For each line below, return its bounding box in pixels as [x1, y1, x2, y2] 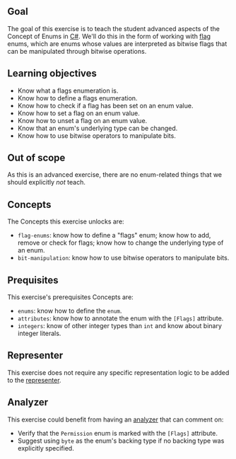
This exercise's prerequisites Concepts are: [7, 293, 134, 301]
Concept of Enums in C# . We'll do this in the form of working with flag [7, 32, 211, 40]
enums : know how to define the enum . [17, 307, 122, 315]
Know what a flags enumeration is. [17, 86, 119, 95]
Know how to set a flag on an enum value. [17, 109, 140, 117]
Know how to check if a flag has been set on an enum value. [17, 101, 194, 110]
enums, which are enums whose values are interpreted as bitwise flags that [7, 39, 228, 48]
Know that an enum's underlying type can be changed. [17, 124, 178, 132]
